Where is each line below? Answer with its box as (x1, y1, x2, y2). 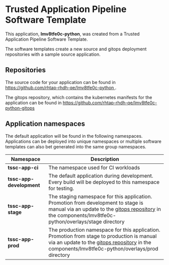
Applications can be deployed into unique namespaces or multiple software (5, 138, 162, 144)
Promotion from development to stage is (48, 199, 143, 206)
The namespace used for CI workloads (48, 164, 140, 171)
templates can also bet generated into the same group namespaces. (5, 143, 147, 149)
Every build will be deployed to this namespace (48, 179, 160, 186)
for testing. (48, 185, 74, 192)
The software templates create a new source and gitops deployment (5, 46, 147, 52)
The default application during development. (48, 172, 153, 179)
